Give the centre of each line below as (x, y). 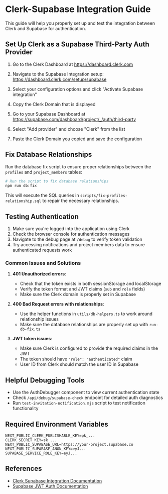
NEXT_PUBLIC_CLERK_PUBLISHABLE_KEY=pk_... (50, 436)
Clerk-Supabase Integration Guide (78, 9)
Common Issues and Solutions (43, 263)
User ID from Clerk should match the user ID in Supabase (79, 364)
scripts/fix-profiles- (104, 196)
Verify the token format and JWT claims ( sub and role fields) (82, 289)
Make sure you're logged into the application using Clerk (71, 229)
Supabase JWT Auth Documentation (50, 486)
